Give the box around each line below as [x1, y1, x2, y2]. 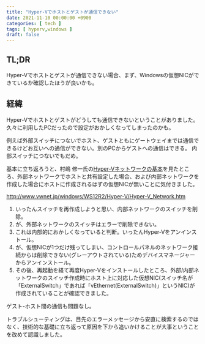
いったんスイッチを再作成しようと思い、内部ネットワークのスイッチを [15, 205, 193, 212]
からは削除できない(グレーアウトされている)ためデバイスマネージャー [20, 251, 196, 258]
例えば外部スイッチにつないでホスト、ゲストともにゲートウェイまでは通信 [6, 136, 194, 144]
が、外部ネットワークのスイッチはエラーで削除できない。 [15, 220, 160, 228]
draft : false [6, 32, 40, 38]
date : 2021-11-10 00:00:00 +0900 [6, 15, 92, 21]
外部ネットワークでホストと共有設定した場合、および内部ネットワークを [17, 173, 199, 180]
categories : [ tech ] [6, 20, 62, 26]
